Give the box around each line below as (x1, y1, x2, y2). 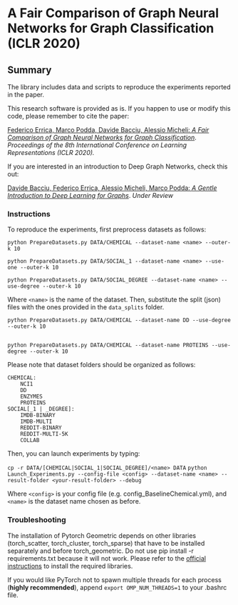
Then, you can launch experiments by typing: (7, 449, 140, 458)
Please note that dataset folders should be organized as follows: (7, 361, 196, 369)
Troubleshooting (7, 515, 66, 525)
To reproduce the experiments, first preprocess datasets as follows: (7, 225, 207, 234)
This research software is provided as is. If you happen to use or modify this (7, 104, 231, 112)
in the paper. (7, 91, 45, 99)
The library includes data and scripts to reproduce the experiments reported (7, 83, 231, 91)
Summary (7, 64, 52, 76)
